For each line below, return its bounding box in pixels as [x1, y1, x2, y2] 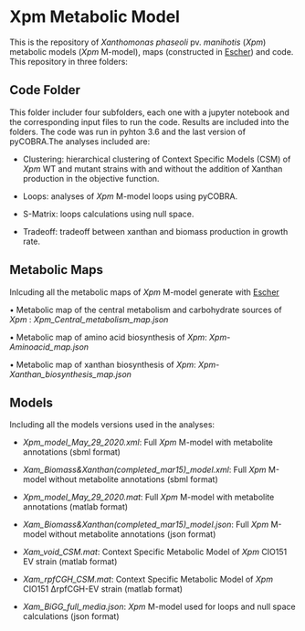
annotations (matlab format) [22, 501, 129, 512]
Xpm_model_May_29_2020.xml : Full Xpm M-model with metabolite [22, 436, 274, 448]
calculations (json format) [22, 611, 121, 622]
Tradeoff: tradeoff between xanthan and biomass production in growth [22, 226, 289, 237]
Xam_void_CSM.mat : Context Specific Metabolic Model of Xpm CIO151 [22, 546, 288, 558]
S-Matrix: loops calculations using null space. [22, 208, 195, 219]
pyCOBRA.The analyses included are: [9, 135, 151, 147]
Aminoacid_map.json [9, 341, 89, 352]
